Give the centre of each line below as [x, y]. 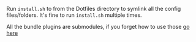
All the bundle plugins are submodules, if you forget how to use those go [98, 27]
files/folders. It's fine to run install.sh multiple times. [74, 15]
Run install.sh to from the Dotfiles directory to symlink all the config [94, 9]
